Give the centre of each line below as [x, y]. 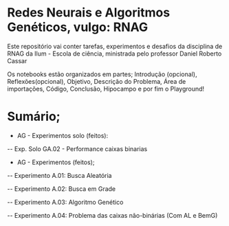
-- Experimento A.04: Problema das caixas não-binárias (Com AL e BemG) [112, 215]
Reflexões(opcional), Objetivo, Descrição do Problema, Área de [97, 81]
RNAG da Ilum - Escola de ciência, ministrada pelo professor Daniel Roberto [115, 54]
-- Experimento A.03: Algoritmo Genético [65, 202]
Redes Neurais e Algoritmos [89, 13]
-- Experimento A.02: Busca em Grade [61, 189]
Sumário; [34, 116]
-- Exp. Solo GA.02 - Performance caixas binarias [77, 148]
